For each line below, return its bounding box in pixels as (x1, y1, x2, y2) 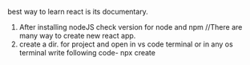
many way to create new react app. (18, 31, 136, 40)
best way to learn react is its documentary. (7, 7, 149, 16)
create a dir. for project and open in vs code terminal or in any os (18, 39, 233, 49)
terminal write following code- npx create (18, 48, 155, 57)
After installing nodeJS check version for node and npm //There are (18, 22, 243, 31)
